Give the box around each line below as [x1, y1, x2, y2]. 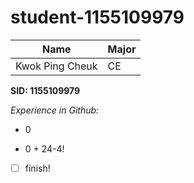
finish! [24, 162, 51, 174]
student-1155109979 [10, 6, 185, 29]
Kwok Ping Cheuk [15, 59, 98, 73]
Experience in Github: [10, 104, 100, 116]
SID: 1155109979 [10, 84, 81, 96]
